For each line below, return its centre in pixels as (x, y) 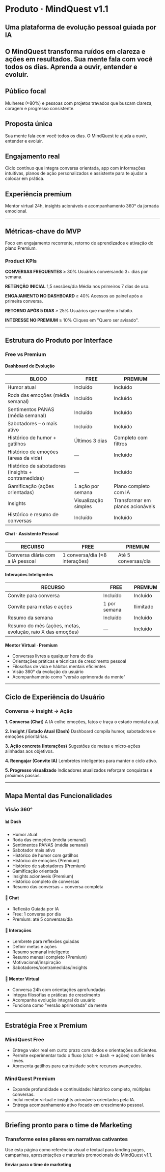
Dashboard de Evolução (30, 366)
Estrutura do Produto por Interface (59, 340)
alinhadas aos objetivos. (29, 751)
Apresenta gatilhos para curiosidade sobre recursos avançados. (77, 1066)
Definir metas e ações (34, 947)
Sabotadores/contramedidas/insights (50, 967)
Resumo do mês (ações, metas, (44, 626)
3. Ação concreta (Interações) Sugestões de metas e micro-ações (73, 746)
